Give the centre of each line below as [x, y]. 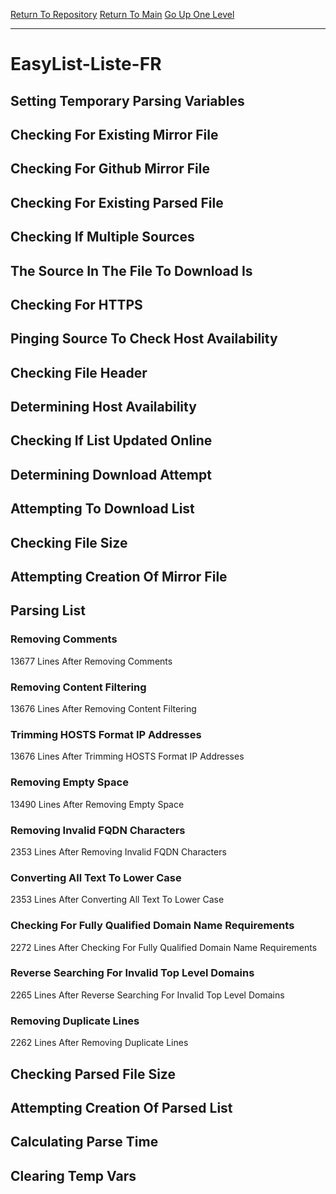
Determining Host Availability [103, 407]
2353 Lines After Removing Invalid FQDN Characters [118, 851]
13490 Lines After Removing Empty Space [97, 804]
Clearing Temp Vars [73, 1175]
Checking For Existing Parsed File [117, 202]
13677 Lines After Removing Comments [91, 661]
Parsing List [48, 610]
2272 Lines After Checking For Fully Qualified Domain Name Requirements [164, 947]
